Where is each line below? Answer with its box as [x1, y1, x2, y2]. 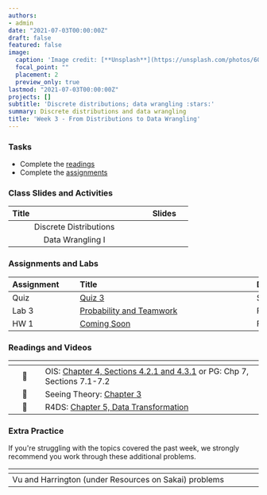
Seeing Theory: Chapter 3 [44, 389, 141, 400]
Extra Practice [8, 425, 64, 436]
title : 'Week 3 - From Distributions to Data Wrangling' [8, 115, 201, 123]
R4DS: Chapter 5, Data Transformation [44, 402, 189, 413]
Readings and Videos [8, 342, 93, 353]
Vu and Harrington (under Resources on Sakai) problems [12, 474, 225, 485]
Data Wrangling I [43, 234, 106, 246]
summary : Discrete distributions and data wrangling [8, 108, 187, 116]
